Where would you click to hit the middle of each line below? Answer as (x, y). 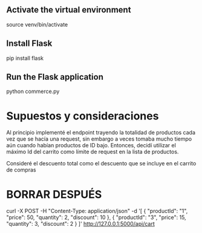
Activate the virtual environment (69, 10)
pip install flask (25, 58)
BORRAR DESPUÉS (54, 194)
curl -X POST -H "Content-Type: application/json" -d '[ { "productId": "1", (97, 211)
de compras (21, 170)
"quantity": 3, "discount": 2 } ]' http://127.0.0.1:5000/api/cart (81, 224)
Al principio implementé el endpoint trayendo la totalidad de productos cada (101, 133)
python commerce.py (33, 91)
